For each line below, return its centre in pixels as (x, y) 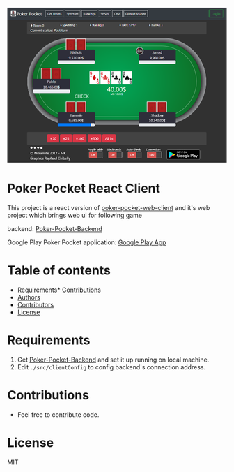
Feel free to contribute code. (58, 414)
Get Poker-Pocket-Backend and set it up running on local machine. (113, 360)
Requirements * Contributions (59, 290)
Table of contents (59, 271)
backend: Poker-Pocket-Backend (55, 229)
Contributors (36, 304)
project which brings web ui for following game (75, 215)
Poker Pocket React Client (84, 189)
